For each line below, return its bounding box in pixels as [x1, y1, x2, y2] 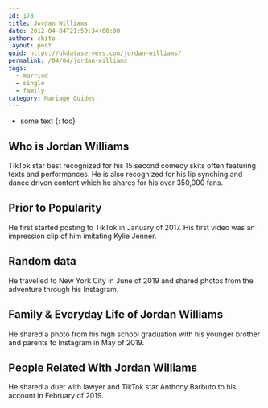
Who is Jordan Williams [8, 139, 130, 153]
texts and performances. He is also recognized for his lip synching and [8, 170, 243, 179]
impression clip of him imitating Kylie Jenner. [8, 231, 157, 241]
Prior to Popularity [8, 201, 102, 215]
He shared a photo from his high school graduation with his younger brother [8, 329, 261, 339]
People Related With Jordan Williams [8, 361, 197, 374]
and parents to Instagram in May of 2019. [8, 337, 145, 347]
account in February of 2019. [8, 391, 105, 401]
